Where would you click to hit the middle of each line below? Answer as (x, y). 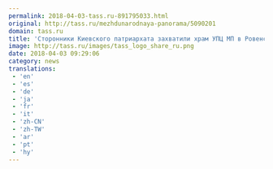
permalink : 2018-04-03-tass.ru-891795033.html (89, 16)
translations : (32, 69)
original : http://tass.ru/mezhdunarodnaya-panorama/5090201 (113, 24)
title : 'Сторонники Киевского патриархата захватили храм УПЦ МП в (125, 39)
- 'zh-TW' (28, 129)
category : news (34, 62)
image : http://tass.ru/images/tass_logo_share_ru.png (102, 46)
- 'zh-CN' (28, 122)
